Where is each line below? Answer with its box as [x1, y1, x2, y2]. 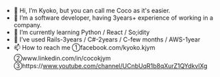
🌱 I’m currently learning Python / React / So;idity [13, 28, 150, 36]
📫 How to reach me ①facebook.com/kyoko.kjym [13, 44, 156, 51]
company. [13, 21, 42, 29]
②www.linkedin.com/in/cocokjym [13, 55, 111, 62]
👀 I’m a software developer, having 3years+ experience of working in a [13, 14, 214, 22]
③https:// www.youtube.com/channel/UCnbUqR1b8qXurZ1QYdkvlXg [13, 62, 208, 70]
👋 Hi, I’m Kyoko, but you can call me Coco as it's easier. [13, 7, 171, 14]
